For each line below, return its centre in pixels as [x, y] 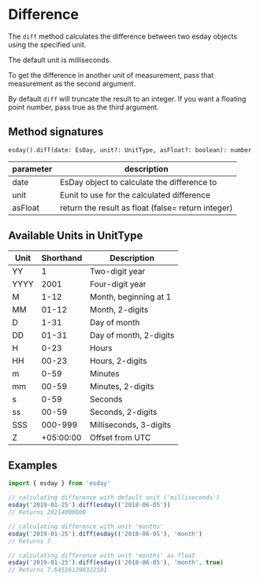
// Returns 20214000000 [47, 513]
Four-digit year [118, 283]
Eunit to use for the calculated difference [135, 194]
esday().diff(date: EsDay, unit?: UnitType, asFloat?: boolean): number [130, 150]
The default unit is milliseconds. [60, 60]
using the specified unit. [47, 44]
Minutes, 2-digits [122, 386]
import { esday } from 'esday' [59, 483]
